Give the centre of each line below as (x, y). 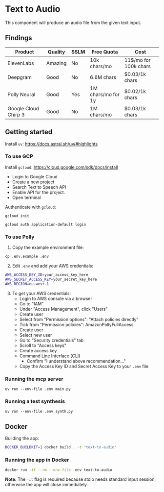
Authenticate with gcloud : (31, 207)
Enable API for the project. (39, 192)
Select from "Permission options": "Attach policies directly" (79, 319)
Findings (19, 38)
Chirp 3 (16, 115)
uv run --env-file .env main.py (38, 389)
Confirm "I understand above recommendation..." (76, 361)
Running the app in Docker (37, 460)
